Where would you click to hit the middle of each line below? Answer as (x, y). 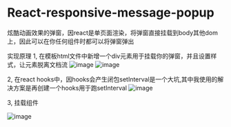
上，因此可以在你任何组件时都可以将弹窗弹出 (71, 41)
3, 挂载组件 (23, 102)
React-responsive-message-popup (111, 13)
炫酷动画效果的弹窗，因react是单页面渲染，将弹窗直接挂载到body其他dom (113, 32)
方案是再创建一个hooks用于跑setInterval (70, 88)
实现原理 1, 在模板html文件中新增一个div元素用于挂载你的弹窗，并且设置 (109, 56)
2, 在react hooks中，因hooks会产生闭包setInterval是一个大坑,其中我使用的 (112, 79)
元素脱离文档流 (46, 64)
